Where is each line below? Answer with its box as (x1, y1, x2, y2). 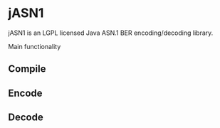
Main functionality (8, 42, 61, 50)
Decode (8, 112, 43, 124)
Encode (8, 87, 43, 99)
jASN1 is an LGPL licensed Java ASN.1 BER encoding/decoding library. (8, 28, 214, 37)
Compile (8, 63, 46, 75)
